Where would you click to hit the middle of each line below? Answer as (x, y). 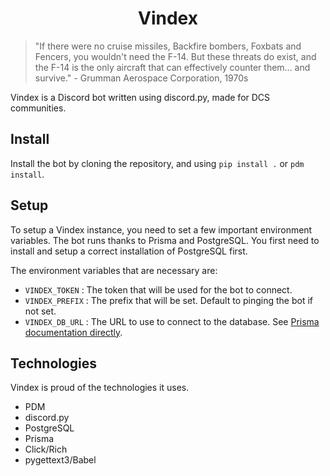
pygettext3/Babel (60, 460)
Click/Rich (46, 449)
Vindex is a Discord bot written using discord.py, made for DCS (140, 97)
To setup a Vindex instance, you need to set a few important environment (161, 229)
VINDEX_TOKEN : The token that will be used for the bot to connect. (158, 289)
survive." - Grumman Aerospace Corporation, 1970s (141, 78)
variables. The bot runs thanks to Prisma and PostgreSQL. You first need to (165, 240)
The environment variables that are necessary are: (114, 270)
